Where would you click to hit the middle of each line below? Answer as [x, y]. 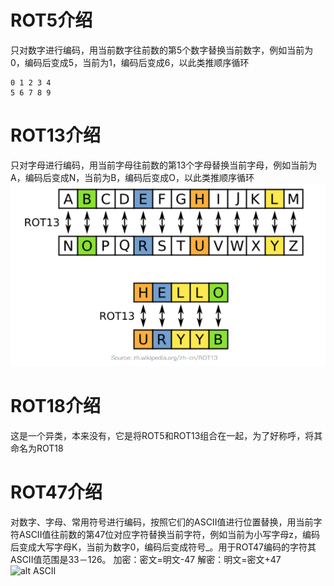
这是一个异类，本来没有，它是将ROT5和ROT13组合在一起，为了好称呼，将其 [166, 436]
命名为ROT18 [37, 448]
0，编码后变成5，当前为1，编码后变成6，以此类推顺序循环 [130, 62]
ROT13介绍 [55, 135]
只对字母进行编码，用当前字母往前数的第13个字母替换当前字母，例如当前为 [164, 165]
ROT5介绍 [51, 20]
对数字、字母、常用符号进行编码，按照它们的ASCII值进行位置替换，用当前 [162, 522]
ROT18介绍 [56, 406]
